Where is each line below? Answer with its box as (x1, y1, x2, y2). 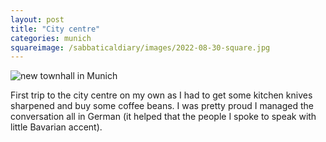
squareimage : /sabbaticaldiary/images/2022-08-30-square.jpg (10, 42, 271, 53)
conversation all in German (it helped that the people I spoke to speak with (10, 111, 317, 123)
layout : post (10, 14, 65, 25)
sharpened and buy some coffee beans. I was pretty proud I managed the (10, 100, 314, 112)
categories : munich (10, 33, 92, 43)
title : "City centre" (10, 24, 101, 34)
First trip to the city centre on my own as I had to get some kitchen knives (10, 89, 313, 101)
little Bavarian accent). (10, 121, 103, 133)
